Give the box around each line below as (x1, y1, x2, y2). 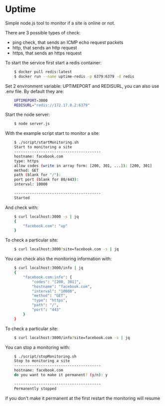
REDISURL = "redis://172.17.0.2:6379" (14, 102, 90, 108)
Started (14, 195, 30, 200)
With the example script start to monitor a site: (5, 130, 100, 136)
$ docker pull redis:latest (14, 69, 72, 74)
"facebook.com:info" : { (23, 275, 72, 280)
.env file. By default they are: (5, 88, 64, 94)
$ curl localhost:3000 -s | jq (14, 214, 79, 219)
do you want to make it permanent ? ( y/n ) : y (14, 373, 108, 378)
